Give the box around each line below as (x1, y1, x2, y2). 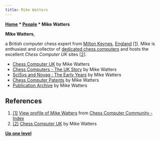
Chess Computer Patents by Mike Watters (12, 77, 99, 83)
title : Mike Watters (5, 7, 49, 13)
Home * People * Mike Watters (5, 21, 70, 27)
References (5, 97, 42, 105)
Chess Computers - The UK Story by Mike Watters (12, 66, 117, 72)
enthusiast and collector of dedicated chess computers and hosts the (5, 46, 149, 52)
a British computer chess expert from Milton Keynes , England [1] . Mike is (5, 41, 155, 47)
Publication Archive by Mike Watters (12, 82, 88, 88)
